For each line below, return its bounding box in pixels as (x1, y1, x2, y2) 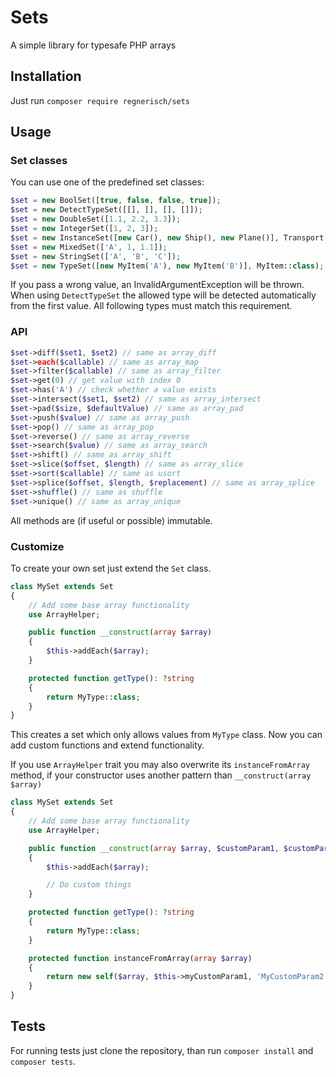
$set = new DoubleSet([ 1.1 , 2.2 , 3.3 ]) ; (10, 214, 182, 225)
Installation (10, 68, 82, 85)
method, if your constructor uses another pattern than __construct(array (10, 769, 312, 781)
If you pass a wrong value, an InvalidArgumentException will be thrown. (10, 279, 305, 291)
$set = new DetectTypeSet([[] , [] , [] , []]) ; (10, 205, 203, 215)
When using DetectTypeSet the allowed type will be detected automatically (10, 289, 317, 301)
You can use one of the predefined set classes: (10, 176, 205, 188)
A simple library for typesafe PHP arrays (10, 39, 177, 51)
